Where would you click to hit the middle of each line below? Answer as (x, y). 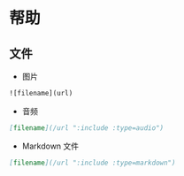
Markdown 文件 (50, 146)
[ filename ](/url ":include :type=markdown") (92, 163)
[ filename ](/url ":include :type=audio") (87, 128)
